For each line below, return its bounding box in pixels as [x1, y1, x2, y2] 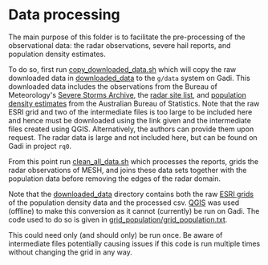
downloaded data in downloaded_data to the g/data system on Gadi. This [8, 73, 250, 82]
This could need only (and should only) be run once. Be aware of [8, 230, 223, 239]
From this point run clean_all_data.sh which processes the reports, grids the [8, 156, 259, 166]
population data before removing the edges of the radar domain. [8, 174, 221, 183]
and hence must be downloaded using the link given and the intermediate [8, 115, 251, 125]
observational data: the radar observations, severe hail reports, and [8, 40, 231, 50]
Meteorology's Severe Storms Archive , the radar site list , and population [8, 90, 246, 99]
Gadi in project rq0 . [8, 141, 72, 151]
